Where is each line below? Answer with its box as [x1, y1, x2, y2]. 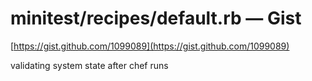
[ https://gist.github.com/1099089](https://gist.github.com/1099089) [10, 40, 290, 52]
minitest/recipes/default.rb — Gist [10, 7, 302, 30]
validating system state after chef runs [10, 59, 169, 71]
